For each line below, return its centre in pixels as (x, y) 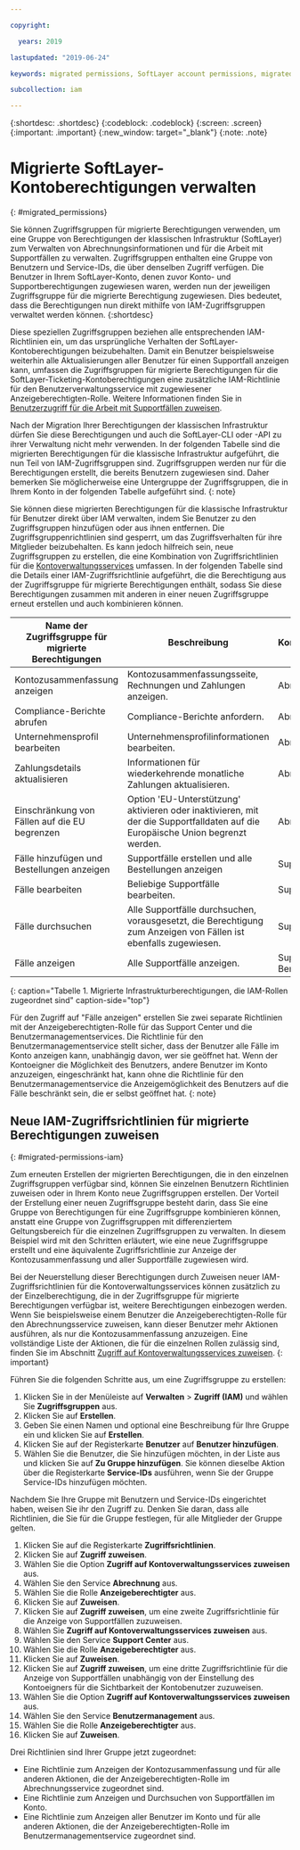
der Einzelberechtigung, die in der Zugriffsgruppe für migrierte (125, 1296)
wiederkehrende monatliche (186, 774)
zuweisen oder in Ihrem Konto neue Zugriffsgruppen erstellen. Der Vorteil (145, 1193)
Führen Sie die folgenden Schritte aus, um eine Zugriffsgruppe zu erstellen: (148, 1379)
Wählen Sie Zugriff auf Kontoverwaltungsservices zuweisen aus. (145, 1630)
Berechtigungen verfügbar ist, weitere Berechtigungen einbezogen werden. (149, 1305)
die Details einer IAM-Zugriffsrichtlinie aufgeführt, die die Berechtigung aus (148, 576)
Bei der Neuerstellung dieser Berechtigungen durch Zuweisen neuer (135, 1276)
